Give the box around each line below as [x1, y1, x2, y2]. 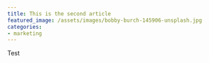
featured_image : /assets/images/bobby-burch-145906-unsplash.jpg [7, 17, 202, 24]
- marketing [7, 29, 42, 37]
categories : [7, 23, 42, 30]
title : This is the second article [7, 10, 112, 17]
